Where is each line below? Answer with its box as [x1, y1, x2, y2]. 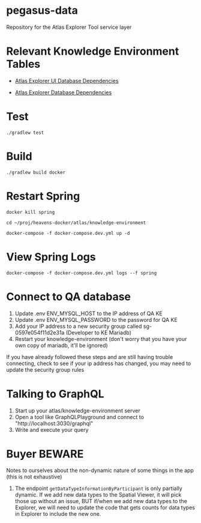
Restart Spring [6, 189, 80, 203]
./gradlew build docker [6, 169, 66, 175]
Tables [6, 58, 41, 71]
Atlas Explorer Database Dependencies [14, 88, 112, 96]
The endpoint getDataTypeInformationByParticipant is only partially [14, 485, 183, 492]
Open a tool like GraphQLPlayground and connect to [14, 413, 144, 420]
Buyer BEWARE [6, 447, 84, 461]
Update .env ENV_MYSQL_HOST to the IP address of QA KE [14, 310, 163, 317]
